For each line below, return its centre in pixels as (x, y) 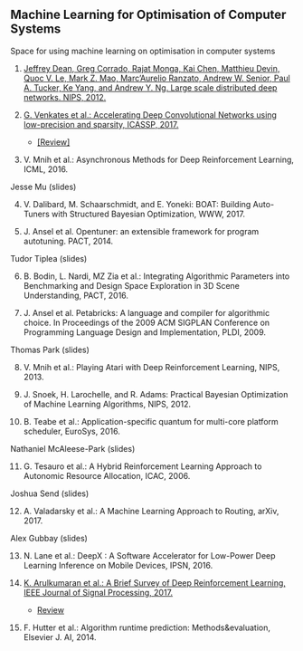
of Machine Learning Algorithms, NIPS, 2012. (107, 404)
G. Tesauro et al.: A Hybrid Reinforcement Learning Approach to (142, 466)
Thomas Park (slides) (50, 349)
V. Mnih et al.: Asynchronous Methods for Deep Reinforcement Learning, (159, 159)
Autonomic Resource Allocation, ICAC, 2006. (107, 475)
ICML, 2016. (46, 169)
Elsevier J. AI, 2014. (60, 637)
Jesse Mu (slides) (43, 187)
